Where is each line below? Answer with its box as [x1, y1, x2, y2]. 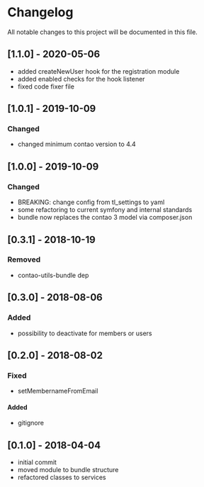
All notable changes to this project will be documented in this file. [7, 28, 198, 36]
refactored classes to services [17, 473, 106, 482]
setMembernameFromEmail [17, 387, 98, 396]
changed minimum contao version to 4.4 [17, 140, 136, 149]
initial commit [17, 458, 57, 466]
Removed [7, 254, 41, 264]
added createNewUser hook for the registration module [17, 67, 180, 75]
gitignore [17, 419, 45, 427]
